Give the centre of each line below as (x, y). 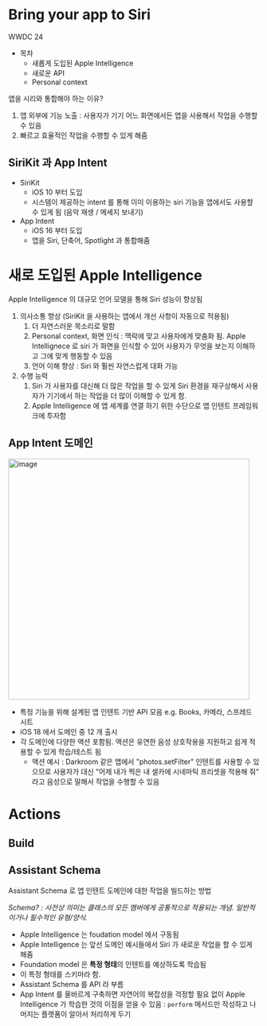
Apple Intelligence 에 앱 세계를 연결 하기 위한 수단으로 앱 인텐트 (131, 405)
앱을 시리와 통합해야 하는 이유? (56, 98)
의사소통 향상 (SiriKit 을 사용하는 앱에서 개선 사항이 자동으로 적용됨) (124, 315)
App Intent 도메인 (51, 443)
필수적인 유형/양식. (58, 917)
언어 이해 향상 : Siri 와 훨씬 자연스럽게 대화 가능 (105, 366)
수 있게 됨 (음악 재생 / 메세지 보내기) (87, 212)
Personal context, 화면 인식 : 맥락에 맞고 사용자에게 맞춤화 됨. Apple (139, 335)
